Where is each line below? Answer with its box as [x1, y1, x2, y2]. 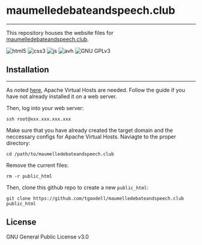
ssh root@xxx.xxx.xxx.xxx [6, 116, 71, 122]
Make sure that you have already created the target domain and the [6, 126, 173, 134]
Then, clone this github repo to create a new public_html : [6, 184, 148, 191]
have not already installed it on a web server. [6, 93, 117, 100]
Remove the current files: [6, 161, 69, 169]
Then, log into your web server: [6, 104, 84, 111]
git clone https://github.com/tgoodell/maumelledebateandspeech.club [6, 195, 185, 202]
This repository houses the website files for [6, 29, 114, 36]
